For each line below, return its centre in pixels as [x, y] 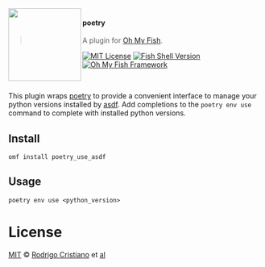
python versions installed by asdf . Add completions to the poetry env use [130, 105]
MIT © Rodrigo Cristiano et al [57, 254]
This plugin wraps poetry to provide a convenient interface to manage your [132, 96]
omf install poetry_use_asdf [57, 157]
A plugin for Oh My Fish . [123, 40]
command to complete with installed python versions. [97, 113]
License [35, 232]
